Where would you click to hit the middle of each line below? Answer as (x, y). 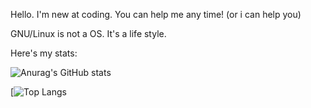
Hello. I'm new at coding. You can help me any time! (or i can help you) (156, 14)
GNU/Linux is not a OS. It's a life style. (88, 33)
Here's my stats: (44, 53)
